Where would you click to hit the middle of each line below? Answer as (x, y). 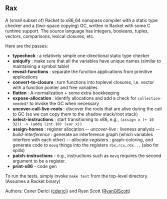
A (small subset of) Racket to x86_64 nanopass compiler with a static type (81, 20)
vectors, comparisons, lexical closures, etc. (50, 36)
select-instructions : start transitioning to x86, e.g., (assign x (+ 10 (83, 119)
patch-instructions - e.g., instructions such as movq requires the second (87, 155)
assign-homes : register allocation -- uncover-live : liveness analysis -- (86, 129)
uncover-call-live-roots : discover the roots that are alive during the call (87, 108)
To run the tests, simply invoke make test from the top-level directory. (77, 176)
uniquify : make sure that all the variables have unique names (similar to (87, 61)
